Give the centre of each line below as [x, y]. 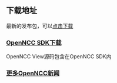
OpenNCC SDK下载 [34, 42]
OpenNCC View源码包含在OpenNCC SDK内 [59, 57]
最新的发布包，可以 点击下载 [40, 26]
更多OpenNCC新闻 [33, 74]
